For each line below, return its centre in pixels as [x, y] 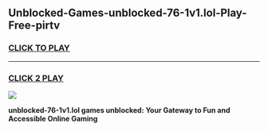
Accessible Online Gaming [53, 118]
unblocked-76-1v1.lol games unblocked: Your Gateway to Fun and [119, 110]
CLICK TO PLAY [39, 48]
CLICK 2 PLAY [36, 78]
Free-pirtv [34, 26]
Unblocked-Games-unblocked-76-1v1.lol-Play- [128, 13]
